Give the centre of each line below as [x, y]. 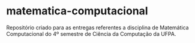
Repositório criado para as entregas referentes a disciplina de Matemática [97, 27]
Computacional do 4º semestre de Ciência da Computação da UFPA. [91, 33]
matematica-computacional [77, 11]
